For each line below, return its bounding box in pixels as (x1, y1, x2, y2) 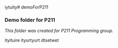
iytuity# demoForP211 (4, 4, 49, 10)
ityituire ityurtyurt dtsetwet (4, 37, 59, 44)
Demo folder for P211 (4, 16, 55, 23)
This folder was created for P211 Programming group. (4, 28, 114, 34)
